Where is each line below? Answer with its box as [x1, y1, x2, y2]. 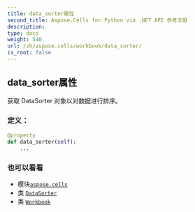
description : [7, 23, 45, 30]
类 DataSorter [17, 188, 57, 197]
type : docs [7, 29, 39, 37]
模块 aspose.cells [17, 179, 68, 188]
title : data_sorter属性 [7, 10, 75, 17]
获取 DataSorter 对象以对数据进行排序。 [7, 96, 122, 105]
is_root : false [7, 50, 52, 56]
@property [7, 132, 36, 139]
